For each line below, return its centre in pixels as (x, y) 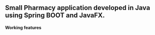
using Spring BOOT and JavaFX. (55, 16)
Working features (23, 27)
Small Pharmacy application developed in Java (78, 8)
